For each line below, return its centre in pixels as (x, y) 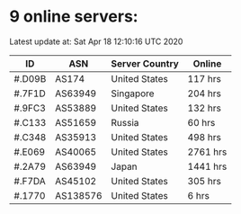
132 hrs (205, 108)
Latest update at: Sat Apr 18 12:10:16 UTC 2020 (96, 41)
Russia (125, 122)
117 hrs (205, 78)
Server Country (145, 63)
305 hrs (205, 181)
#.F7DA (30, 181)
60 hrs (201, 122)
